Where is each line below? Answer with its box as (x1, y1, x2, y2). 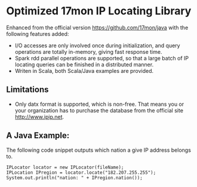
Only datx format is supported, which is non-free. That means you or (14, 100, 184, 108)
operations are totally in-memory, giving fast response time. (14, 48, 162, 55)
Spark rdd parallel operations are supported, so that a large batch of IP (14, 54, 189, 62)
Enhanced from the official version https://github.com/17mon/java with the (6, 24, 189, 31)
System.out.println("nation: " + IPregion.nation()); (6, 174, 143, 180)
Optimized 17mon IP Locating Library (6, 4, 192, 18)
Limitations (6, 85, 49, 95)
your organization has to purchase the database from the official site (14, 106, 184, 114)
